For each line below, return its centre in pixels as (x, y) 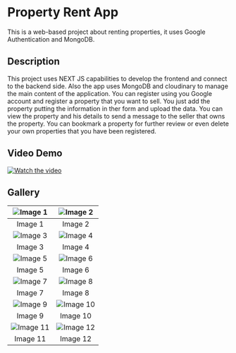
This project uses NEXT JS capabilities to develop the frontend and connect (117, 78)
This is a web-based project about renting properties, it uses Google (106, 32)
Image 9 (30, 316)
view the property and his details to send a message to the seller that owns (116, 116)
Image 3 (30, 247)
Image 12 (75, 339)
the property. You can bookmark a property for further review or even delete (118, 124)
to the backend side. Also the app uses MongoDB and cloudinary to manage (118, 86)
